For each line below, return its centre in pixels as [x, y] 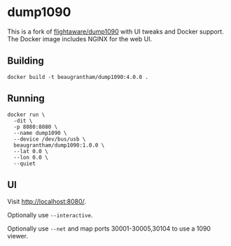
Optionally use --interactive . [50, 215]
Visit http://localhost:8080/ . [47, 202]
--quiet [25, 164]
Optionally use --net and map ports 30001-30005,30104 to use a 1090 [109, 229]
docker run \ [26, 115]
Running [26, 99]
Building [26, 61]
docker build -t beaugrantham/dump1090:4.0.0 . [78, 77]
